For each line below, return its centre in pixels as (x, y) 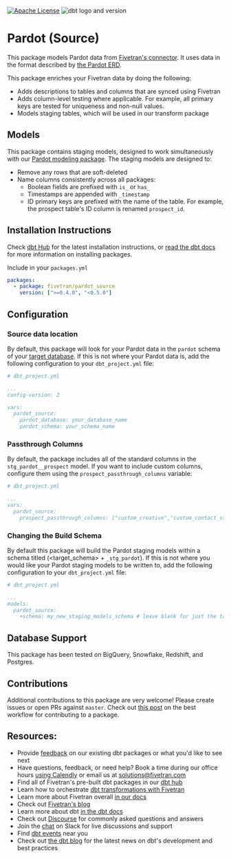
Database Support (47, 638)
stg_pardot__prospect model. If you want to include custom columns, (105, 466)
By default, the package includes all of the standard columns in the (102, 459)
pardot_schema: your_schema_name (67, 426)
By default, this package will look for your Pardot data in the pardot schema (114, 349)
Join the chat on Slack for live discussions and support (95, 826)
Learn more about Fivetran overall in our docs (81, 796)
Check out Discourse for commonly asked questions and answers (110, 818)
